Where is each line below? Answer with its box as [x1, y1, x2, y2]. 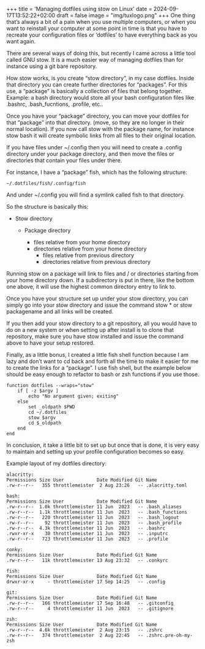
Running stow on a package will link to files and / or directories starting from [6, 270, 199, 277]
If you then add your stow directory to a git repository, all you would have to [6, 320, 197, 327]
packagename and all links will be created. [6, 308, 114, 315]
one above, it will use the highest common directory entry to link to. [6, 283, 176, 290]
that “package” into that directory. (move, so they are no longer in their [6, 119, 185, 126]
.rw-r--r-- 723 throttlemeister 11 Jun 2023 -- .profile [6, 536, 168, 542]
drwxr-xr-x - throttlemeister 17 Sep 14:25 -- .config [6, 579, 166, 585]
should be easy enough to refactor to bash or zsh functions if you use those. [6, 370, 199, 378]
